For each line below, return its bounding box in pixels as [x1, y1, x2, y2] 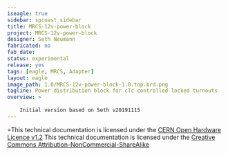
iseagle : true [7, 10, 48, 17]
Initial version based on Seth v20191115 [19, 107, 140, 113]
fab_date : [7, 49, 36, 56]
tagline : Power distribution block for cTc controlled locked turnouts [7, 87, 218, 94]
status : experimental [7, 55, 70, 62]
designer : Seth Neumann [7, 36, 76, 43]
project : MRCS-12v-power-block [7, 29, 97, 37]
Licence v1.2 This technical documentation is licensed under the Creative [7, 133, 216, 141]
